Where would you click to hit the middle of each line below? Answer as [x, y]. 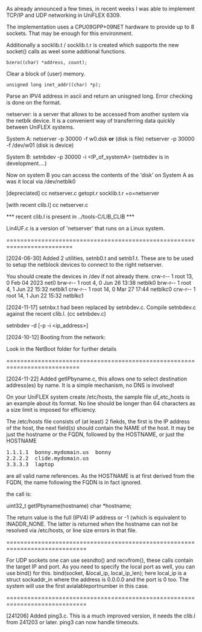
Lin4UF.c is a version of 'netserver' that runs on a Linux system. [86, 228]
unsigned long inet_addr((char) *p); [54, 85]
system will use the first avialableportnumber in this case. [78, 586]
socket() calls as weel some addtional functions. [66, 51]
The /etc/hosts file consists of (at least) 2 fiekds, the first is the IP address [98, 422]
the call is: [19, 494]
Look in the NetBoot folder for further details [62, 349]
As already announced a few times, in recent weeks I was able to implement [100, 9]
